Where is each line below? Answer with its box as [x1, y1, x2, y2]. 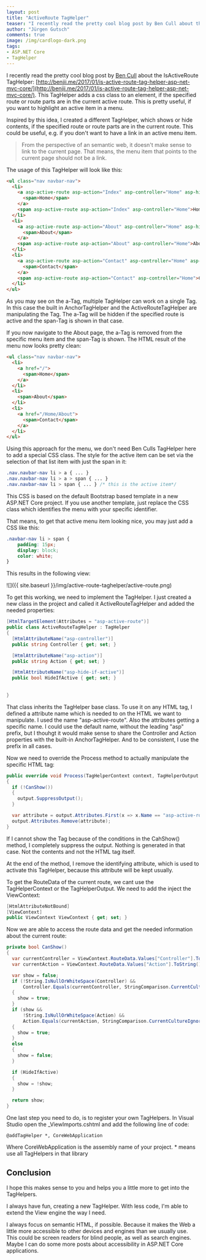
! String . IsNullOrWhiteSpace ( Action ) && [22, 1012, 124, 1019]
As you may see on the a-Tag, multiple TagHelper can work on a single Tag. [6, 297, 197, 305]
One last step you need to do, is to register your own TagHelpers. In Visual [6, 1114, 194, 1121]
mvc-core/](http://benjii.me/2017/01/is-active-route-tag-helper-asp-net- [6, 84, 189, 92]
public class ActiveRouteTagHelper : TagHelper [6, 624, 131, 630]
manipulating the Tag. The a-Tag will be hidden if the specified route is [6, 311, 185, 318]
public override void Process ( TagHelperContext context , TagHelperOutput [6, 772, 199, 779]
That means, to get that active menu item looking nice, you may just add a [6, 517, 193, 525]
